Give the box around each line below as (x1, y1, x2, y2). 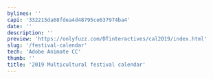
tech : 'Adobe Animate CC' (7, 49, 81, 56)
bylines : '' (7, 10, 41, 17)
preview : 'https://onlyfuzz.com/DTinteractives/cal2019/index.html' (7, 36, 208, 43)
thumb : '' (7, 55, 36, 62)
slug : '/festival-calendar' (7, 42, 88, 49)
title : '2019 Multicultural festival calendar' (7, 61, 146, 68)
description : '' (7, 29, 54, 36)
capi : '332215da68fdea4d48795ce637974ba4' (7, 16, 131, 23)
